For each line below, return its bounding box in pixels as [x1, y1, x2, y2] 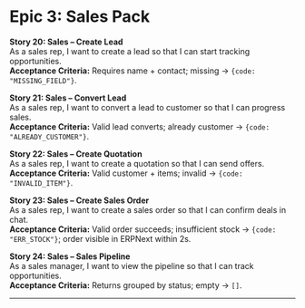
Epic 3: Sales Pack [9, 6, 151, 27]
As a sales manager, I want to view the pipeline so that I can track [9, 260, 254, 271]
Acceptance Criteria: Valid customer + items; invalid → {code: [9, 168, 243, 178]
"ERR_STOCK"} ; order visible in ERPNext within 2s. [9, 233, 192, 244]
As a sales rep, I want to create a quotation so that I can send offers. [9, 158, 265, 168]
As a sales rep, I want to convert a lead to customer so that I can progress [9, 101, 286, 112]
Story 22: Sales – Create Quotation [9, 148, 143, 159]
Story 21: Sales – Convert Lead [9, 92, 127, 103]
